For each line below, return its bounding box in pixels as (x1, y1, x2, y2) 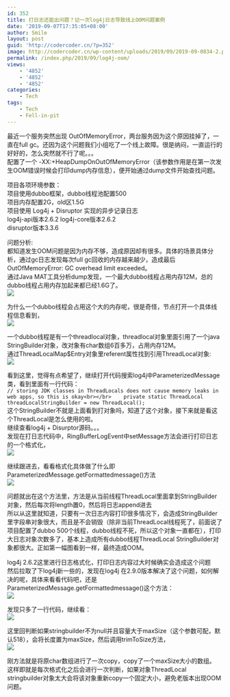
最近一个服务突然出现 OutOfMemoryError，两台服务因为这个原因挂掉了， (7, 132, 214, 140)
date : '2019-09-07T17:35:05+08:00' (7, 23, 109, 29)
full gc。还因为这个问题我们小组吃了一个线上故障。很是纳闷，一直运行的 (18, 140, 222, 148)
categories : (7, 86, 41, 93)
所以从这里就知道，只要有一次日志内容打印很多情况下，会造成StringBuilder (7, 509, 218, 517)
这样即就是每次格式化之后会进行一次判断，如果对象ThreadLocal (7, 665, 187, 673)
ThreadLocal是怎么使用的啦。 (12, 414, 97, 423)
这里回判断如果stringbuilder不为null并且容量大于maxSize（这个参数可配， (7, 626, 215, 635)
